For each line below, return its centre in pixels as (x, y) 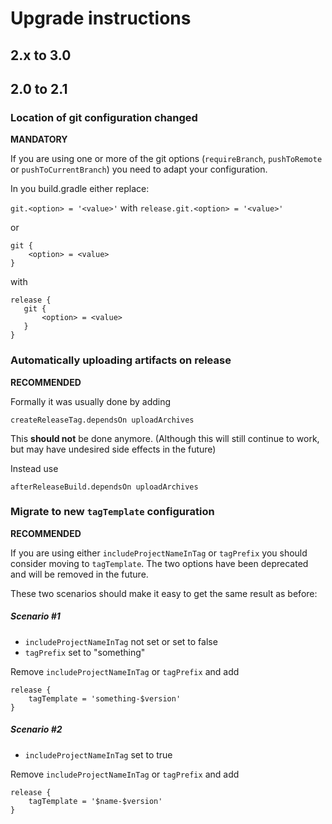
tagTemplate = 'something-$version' (105, 698)
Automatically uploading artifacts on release (121, 360)
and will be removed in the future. (79, 574)
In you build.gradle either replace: (80, 189)
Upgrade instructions (101, 18)
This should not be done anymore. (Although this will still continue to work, (165, 438)
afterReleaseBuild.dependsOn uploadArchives (104, 487)
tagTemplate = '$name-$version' (95, 801)
